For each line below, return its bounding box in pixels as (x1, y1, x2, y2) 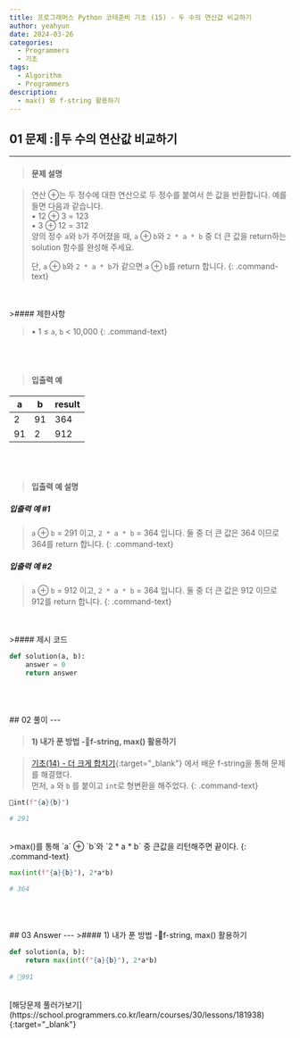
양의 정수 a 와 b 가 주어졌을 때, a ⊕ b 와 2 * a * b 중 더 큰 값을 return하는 (30, 231, 287, 242)
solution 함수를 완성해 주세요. (30, 242, 135, 253)
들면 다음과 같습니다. (30, 201, 104, 212)
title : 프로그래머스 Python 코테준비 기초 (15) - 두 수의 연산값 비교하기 (9, 12, 252, 22)
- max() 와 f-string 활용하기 (17, 95, 121, 105)
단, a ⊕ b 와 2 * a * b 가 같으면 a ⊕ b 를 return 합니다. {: (30, 261, 234, 272)
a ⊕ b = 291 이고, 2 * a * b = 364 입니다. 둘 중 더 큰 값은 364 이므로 (30, 527, 279, 538)
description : (9, 87, 58, 96)
